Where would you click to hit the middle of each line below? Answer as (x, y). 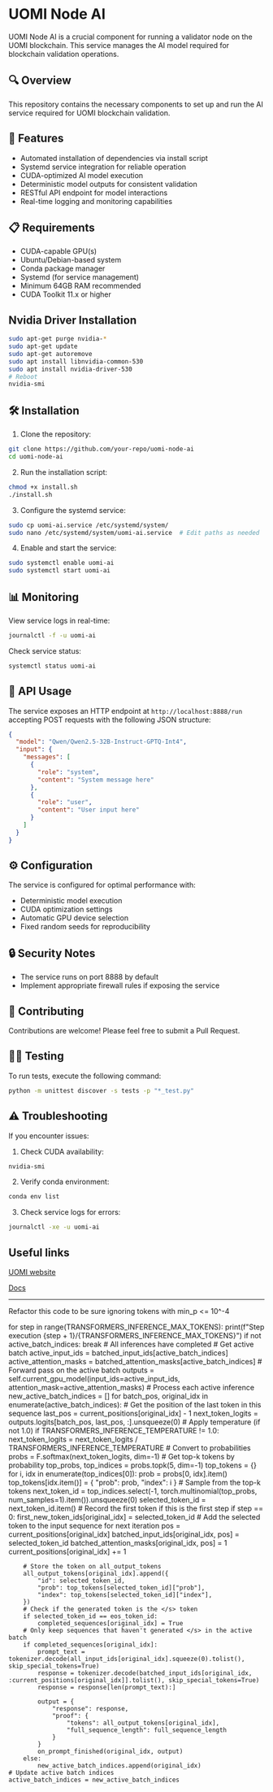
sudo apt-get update (43, 346)
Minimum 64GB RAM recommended (80, 286)
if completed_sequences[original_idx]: (91, 1645)
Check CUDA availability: (62, 1151)
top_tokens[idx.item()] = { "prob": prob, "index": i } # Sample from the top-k (135, 1482)
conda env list (34, 1197)
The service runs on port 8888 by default (89, 977)
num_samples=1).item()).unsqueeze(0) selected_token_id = (107, 1500)
